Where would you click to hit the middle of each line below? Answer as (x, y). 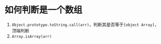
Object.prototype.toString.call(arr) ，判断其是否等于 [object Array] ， (85, 24)
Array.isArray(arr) (32, 36)
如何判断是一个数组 (44, 10)
